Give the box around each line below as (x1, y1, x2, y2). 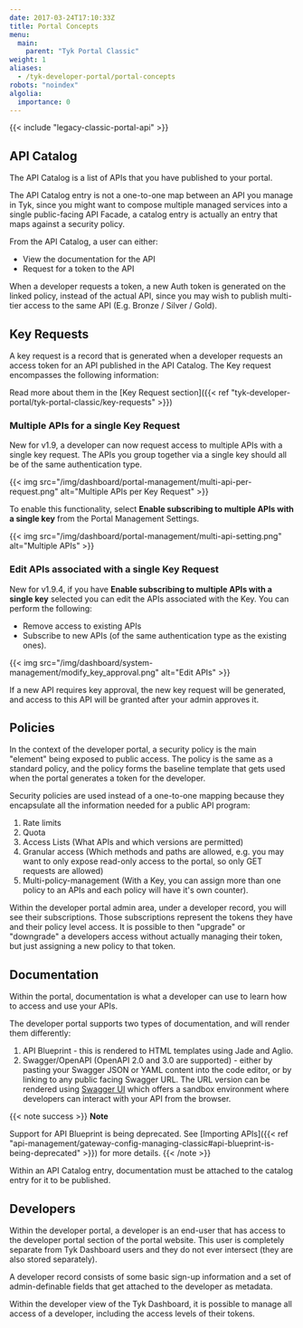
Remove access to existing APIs (22, 621, 142, 631)
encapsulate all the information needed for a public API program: (9, 800, 251, 811)
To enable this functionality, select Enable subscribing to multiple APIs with (9, 504, 294, 515)
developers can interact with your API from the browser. (22, 1094, 232, 1105)
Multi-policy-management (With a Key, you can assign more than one (22, 875, 281, 887)
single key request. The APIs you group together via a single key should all (9, 450, 288, 460)
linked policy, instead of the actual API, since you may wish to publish (9, 290, 269, 301)
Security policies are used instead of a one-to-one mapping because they (9, 791, 285, 802)
